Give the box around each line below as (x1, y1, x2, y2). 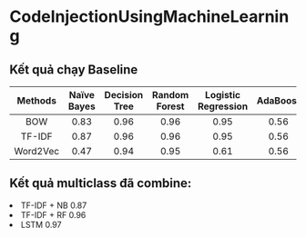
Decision (104, 89, 144, 101)
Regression (197, 100, 249, 113)
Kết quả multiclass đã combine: (9, 175, 192, 192)
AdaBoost (256, 94, 301, 106)
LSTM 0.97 (21, 219, 62, 230)
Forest (156, 100, 185, 113)
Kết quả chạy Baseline (9, 62, 138, 77)
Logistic (204, 89, 241, 101)
